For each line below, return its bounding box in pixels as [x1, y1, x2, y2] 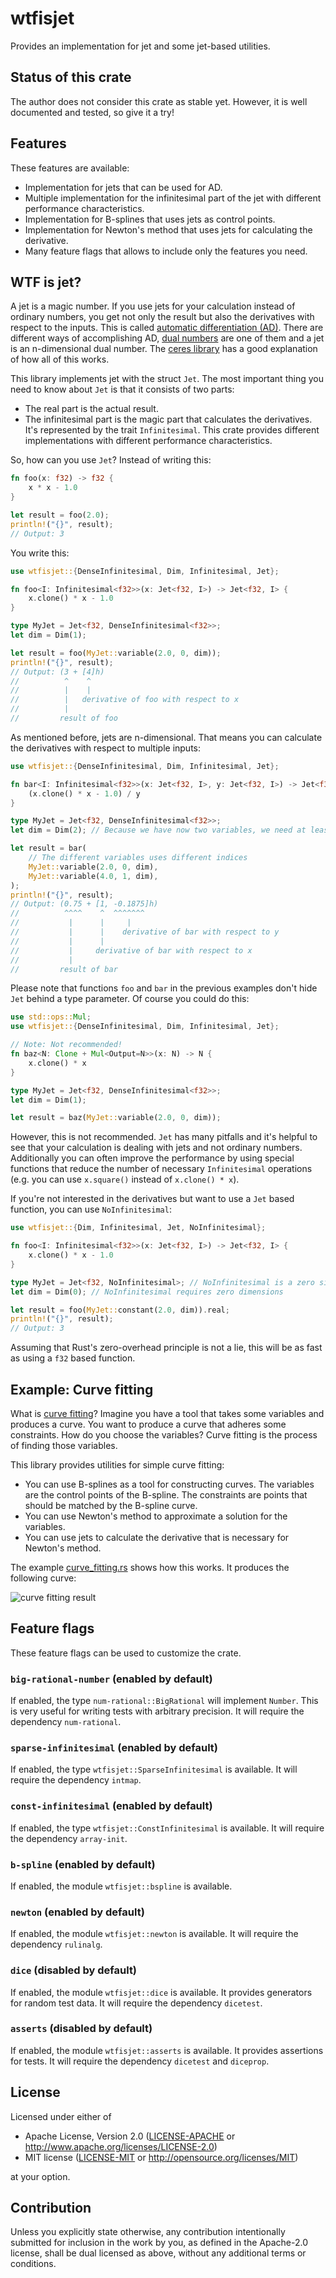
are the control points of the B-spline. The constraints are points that [24, 1488, 308, 1501]
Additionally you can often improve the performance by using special [10, 1152, 295, 1164]
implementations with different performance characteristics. [24, 435, 273, 447]
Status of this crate [10, 69, 132, 86]
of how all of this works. [10, 353, 110, 366]
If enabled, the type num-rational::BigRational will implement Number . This [10, 1695, 319, 1707]
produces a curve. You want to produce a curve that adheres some [10, 1418, 287, 1430]
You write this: [10, 547, 70, 559]
